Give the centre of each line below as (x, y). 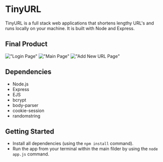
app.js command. (31, 154)
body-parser (25, 105)
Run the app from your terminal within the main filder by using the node (85, 149)
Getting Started (30, 131)
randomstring (26, 115)
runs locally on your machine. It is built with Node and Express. (70, 28)
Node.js (20, 84)
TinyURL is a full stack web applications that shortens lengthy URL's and (79, 23)
